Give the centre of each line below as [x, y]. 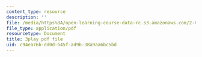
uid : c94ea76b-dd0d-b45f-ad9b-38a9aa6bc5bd [62, 45]
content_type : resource [36, 12]
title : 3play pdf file [35, 39]
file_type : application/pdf [41, 28]
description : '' [26, 17]
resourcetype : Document [36, 34]
